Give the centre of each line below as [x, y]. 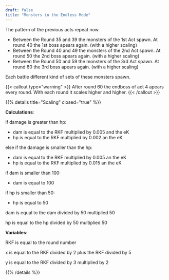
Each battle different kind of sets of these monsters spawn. [68, 77]
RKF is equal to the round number [41, 242]
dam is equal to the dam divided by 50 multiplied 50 [60, 212]
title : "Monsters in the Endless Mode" [48, 15]
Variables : [16, 232]
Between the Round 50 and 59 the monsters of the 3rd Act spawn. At [86, 61]
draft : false [19, 10]
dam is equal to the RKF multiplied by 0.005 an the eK [70, 157]
